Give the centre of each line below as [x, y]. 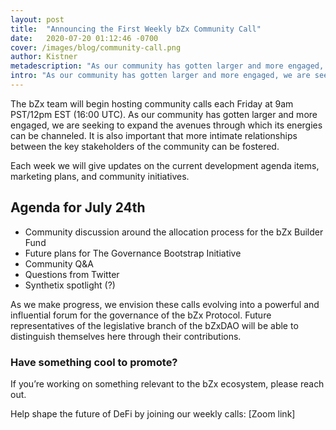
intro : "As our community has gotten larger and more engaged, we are [160, 76]
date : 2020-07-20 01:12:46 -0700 [84, 38]
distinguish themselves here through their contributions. [126, 336]
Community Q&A [59, 263]
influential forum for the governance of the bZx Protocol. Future [141, 315]
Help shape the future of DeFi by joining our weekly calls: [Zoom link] [153, 413]
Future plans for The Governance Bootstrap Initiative [133, 253]
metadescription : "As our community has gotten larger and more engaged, [167, 66]
